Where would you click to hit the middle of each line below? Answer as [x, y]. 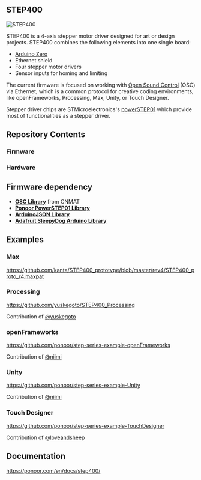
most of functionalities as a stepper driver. [58, 115]
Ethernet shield [34, 60]
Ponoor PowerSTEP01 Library [52, 208]
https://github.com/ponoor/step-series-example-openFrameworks [88, 345]
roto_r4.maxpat [25, 276]
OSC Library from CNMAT [47, 201]
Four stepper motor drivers [48, 67]
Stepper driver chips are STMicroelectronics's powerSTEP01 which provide [99, 109]
